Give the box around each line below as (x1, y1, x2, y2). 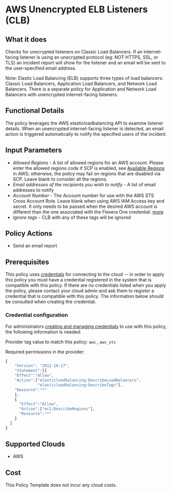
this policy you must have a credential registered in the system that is (5, 277, 152, 283)
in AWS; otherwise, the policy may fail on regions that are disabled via (12, 170, 161, 177)
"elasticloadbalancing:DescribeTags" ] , (37, 382, 123, 388)
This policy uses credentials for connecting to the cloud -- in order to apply (5, 271, 164, 277)
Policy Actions (5, 229, 52, 238)
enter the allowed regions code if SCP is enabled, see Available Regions (12, 165, 165, 171)
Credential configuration (5, 311, 68, 319)
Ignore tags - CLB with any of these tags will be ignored (12, 214, 131, 220)
